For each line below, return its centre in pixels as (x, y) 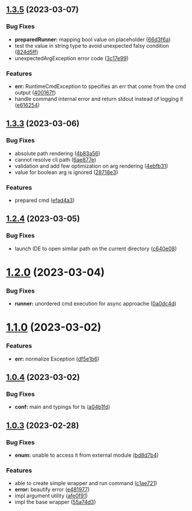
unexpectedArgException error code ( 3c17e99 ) (72, 58)
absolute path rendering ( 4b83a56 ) (57, 153)
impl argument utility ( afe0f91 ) (51, 496)
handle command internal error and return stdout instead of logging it (99, 99)
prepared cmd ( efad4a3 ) (44, 200)
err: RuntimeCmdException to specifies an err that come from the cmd (100, 86)
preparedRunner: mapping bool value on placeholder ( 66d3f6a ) (92, 39)
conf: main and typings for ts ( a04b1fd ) (62, 407)
